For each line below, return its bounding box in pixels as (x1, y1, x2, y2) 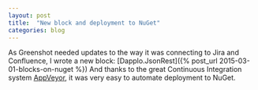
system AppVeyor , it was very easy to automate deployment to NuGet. (8, 73, 236, 83)
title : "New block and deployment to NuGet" (8, 19, 160, 27)
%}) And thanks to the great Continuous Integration (74, 65, 242, 74)
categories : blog (8, 26, 65, 34)
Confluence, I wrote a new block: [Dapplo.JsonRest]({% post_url (8, 56, 219, 66)
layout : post (8, 11, 51, 20)
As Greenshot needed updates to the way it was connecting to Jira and (8, 48, 239, 58)
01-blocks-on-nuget (8, 65, 73, 74)
